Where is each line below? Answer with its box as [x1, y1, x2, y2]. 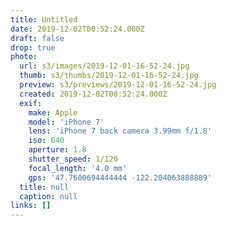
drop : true [10, 42, 56, 53]
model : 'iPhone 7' [28, 117, 105, 127]
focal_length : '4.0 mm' [28, 163, 128, 173]
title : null [19, 182, 70, 192]
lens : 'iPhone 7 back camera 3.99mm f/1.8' [28, 126, 213, 136]
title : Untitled [10, 14, 78, 25]
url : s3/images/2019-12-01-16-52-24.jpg [19, 61, 190, 71]
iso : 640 [28, 136, 65, 146]
